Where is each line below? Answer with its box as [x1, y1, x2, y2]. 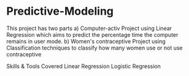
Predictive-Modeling [6, 4, 114, 18]
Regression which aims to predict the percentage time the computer [6, 31, 179, 38]
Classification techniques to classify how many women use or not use [6, 44, 183, 51]
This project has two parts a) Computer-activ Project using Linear [6, 25, 172, 32]
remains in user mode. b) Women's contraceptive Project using [6, 37, 166, 45]
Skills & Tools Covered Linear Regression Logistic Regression [6, 63, 161, 70]
